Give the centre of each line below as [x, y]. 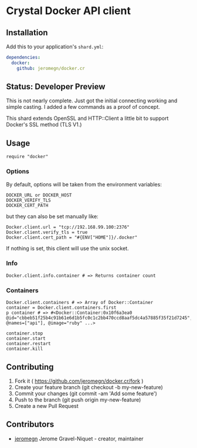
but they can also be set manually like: [52, 216]
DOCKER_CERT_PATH [27, 205]
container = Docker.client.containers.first [61, 308]
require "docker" [27, 157]
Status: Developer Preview [56, 87]
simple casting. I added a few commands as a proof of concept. [83, 107]
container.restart [28, 344]
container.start [26, 339]
